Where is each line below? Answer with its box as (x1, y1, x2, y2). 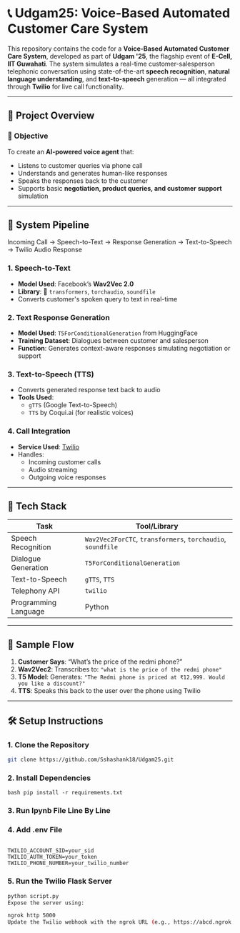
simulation (17, 191, 49, 200)
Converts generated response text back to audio (17, 386, 161, 394)
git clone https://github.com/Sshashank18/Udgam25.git (7, 756, 174, 763)
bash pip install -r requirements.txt (7, 789, 123, 797)
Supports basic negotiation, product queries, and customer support (17, 184, 223, 192)
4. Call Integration (7, 426, 71, 436)
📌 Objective (7, 131, 49, 141)
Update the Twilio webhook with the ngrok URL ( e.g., (7, 919, 171, 926)
